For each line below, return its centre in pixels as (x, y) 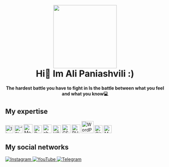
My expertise (27, 112)
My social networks (37, 147)
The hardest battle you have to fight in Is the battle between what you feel (85, 88)
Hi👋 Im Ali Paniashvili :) (85, 74)
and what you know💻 (85, 94)
